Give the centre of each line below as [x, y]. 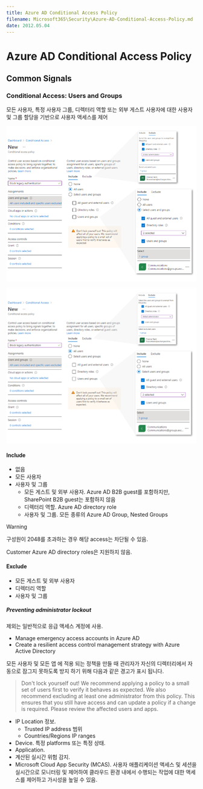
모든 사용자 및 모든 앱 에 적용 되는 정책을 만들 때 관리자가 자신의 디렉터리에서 [96, 663]
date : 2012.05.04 [28, 25]
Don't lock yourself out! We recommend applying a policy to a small [105, 683]
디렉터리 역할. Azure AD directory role [70, 507]
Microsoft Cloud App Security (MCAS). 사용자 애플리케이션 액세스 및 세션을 [106, 764]
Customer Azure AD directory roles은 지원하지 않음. [69, 552]
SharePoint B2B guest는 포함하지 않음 [70, 500]
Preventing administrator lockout [49, 610]
